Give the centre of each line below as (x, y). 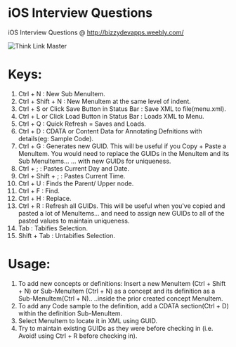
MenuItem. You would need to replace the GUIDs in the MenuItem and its (124, 153)
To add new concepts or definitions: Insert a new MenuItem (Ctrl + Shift (122, 283)
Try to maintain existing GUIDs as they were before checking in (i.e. (116, 328)
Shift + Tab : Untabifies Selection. (66, 235)
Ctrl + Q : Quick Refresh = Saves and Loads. (82, 124)
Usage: (29, 264)
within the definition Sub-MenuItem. (70, 313)
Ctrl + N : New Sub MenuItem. (61, 93)
